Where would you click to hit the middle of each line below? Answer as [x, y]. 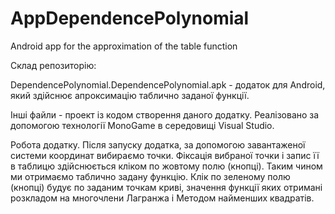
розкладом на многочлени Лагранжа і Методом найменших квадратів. [162, 198]
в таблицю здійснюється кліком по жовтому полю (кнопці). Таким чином [166, 166]
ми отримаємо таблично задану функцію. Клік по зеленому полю [150, 176]
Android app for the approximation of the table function [124, 46]
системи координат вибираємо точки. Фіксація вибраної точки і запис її [165, 155]
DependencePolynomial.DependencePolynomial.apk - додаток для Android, [168, 84]
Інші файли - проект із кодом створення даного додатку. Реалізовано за [165, 114]
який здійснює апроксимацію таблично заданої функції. [130, 95]
